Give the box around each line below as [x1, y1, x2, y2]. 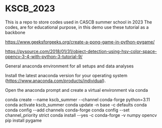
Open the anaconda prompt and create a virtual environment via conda [5, 87, 148, 93]
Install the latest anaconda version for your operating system [5, 72, 128, 78]
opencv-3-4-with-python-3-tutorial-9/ [5, 53, 83, 59]
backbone [5, 29, 25, 35]
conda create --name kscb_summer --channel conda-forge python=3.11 [5, 96, 150, 103]
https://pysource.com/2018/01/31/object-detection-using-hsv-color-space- [5, 48, 157, 54]
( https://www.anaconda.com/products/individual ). [5, 78, 106, 84]
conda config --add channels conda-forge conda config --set [5, 107, 130, 113]
